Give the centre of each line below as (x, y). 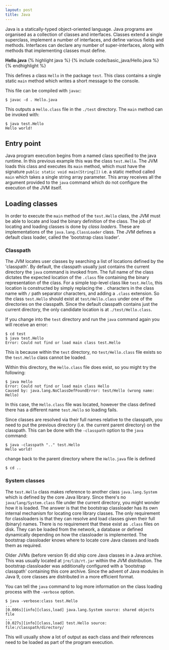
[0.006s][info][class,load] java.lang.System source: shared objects (80, 610)
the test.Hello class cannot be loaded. (46, 358)
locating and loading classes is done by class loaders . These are (72, 227)
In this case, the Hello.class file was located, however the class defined (80, 405)
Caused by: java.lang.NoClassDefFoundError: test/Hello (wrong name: (80, 391)
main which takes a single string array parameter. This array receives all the (83, 177)
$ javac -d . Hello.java (31, 100)
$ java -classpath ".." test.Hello (43, 445)
